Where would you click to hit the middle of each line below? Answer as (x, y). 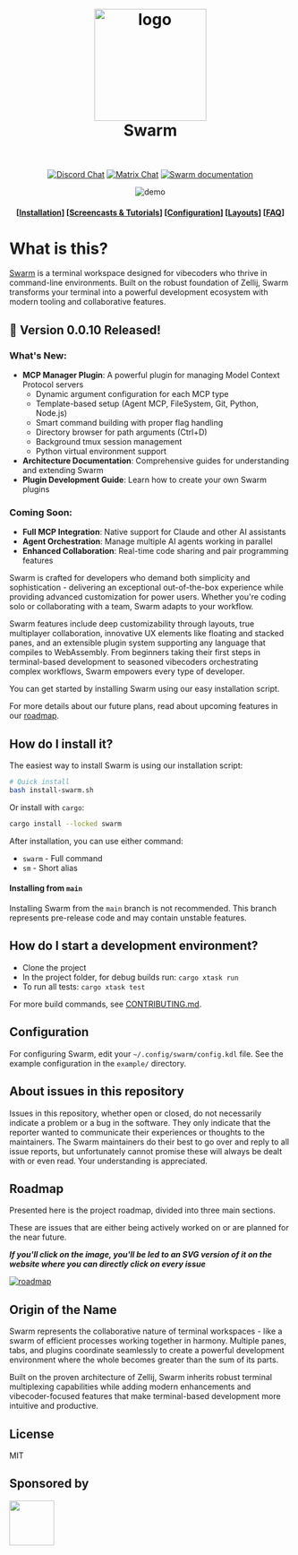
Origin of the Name (63, 1310)
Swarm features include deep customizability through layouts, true (132, 624)
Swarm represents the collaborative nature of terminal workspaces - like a (146, 1331)
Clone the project (54, 967)
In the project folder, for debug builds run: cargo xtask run (130, 977)
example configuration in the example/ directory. (98, 1063)
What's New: (38, 355)
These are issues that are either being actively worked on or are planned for (149, 1228)
